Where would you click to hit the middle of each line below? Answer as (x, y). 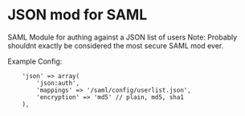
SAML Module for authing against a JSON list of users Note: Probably (122, 37)
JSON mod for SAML (78, 15)
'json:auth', (58, 83)
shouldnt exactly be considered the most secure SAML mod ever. (116, 45)
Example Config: (35, 61)
